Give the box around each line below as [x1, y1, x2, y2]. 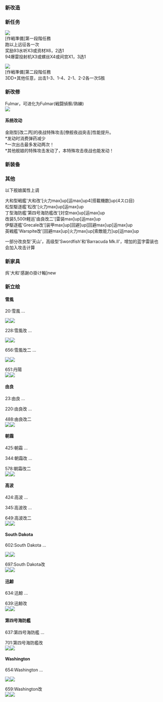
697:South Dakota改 [5, 562, 45, 567]
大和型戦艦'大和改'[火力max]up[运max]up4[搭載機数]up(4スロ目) [5, 198, 135, 203]
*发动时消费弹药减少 [5, 135, 46, 141]
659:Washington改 [5, 686, 42, 692]
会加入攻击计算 [5, 244, 35, 250]
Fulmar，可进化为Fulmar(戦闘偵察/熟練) [5, 100, 84, 106]
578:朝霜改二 [5, 465, 31, 471]
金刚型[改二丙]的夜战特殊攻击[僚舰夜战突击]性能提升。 [5, 129, 114, 135]
